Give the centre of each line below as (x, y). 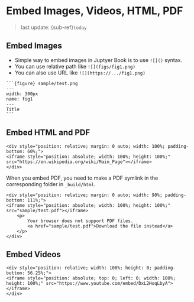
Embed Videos (33, 254)
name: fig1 (20, 99)
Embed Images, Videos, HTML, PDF (95, 11)
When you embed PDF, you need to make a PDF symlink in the (82, 178)
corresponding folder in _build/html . (51, 184)
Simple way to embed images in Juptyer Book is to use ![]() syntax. (98, 60)
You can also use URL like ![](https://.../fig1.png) (80, 73)
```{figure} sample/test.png (42, 83)
